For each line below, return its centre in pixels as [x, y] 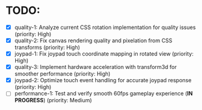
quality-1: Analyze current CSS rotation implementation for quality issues [105, 27]
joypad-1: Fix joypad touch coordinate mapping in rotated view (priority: [104, 54]
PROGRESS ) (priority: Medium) [53, 100]
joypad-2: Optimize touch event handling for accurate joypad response [103, 80]
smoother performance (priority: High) [62, 74]
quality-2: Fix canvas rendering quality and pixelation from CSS [93, 40]
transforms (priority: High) [47, 47]
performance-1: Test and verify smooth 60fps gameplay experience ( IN [103, 94]
